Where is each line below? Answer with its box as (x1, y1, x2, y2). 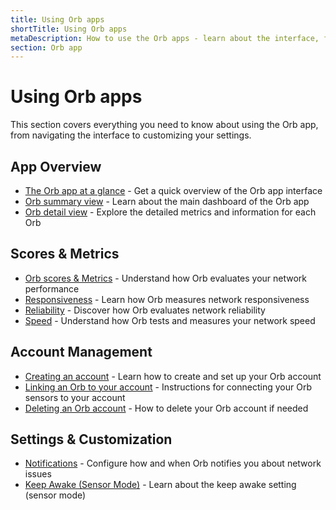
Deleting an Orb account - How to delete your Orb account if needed (24, 402, 309, 414)
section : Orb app (10, 42, 83, 53)
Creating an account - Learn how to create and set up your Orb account (24, 370, 322, 382)
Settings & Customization (10, 431, 173, 448)
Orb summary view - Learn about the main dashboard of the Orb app (24, 196, 310, 207)
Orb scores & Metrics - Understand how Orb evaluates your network (24, 272, 308, 284)
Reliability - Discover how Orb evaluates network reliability (24, 304, 266, 316)
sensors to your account (24, 391, 126, 403)
